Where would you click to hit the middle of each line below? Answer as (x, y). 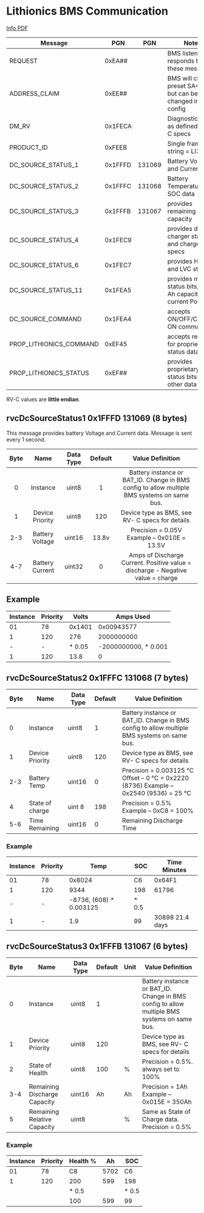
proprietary (183, 369)
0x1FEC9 (118, 240)
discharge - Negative (156, 570)
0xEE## (116, 94)
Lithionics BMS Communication (87, 11)
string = (178, 151)
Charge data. (160, 1119)
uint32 (74, 566)
